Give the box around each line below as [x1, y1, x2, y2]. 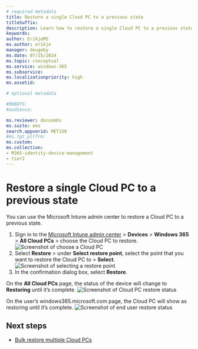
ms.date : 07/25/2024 [6, 52, 57, 58]
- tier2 [6, 156, 25, 162]
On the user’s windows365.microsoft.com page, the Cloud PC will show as [6, 297, 187, 304]
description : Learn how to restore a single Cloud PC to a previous [6, 25, 178, 31]
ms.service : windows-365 [6, 63, 67, 70]
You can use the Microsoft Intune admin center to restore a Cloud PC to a [6, 213, 184, 220]
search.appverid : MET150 [6, 128, 67, 134]
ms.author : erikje [6, 42, 51, 48]
